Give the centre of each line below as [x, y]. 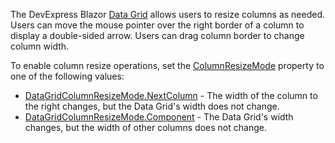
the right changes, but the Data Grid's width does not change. [152, 106]
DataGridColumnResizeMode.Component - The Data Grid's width [159, 117]
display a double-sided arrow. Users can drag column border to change [157, 35]
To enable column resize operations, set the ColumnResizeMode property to [167, 65]
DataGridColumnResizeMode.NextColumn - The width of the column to [171, 95]
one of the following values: [67, 76]
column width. [40, 46]
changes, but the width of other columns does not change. [145, 127]
